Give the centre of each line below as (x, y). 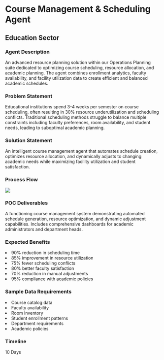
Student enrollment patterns (40, 318)
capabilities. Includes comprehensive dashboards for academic (69, 224)
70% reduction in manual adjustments (50, 274)
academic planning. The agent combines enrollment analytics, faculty (76, 73)
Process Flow (22, 180)
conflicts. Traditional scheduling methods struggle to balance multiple (76, 117)
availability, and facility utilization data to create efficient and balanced (76, 78)
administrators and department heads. (44, 229)
